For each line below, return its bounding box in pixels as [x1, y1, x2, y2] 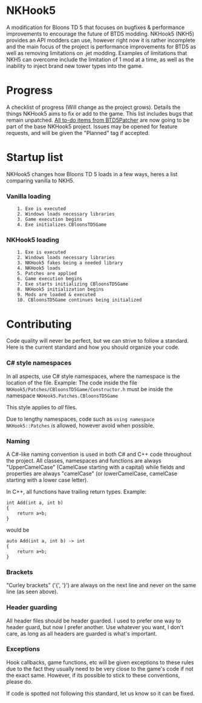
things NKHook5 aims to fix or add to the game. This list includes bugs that [6, 110, 193, 117]
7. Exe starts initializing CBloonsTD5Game [17, 281, 129, 288]
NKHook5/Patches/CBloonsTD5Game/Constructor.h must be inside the [6, 385, 174, 392]
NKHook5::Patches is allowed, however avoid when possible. [6, 421, 155, 429]
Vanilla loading [6, 192, 51, 200]
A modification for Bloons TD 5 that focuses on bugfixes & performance [6, 24, 185, 31]
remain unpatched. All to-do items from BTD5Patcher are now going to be [6, 116, 190, 124]
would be [6, 526, 30, 533]
